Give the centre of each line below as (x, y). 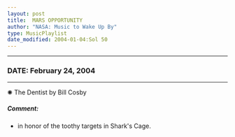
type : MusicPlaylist (37, 33)
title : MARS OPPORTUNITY (45, 20)
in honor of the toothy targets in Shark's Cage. (84, 126)
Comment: (23, 108)
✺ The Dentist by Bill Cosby (47, 92)
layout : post (26, 14)
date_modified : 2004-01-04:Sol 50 (58, 40)
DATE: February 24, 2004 (51, 71)
